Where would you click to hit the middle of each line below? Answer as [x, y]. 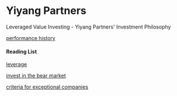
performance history [31, 38]
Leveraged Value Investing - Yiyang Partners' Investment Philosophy [88, 27]
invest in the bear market [36, 76]
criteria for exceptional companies [47, 87]
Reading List [21, 51]
